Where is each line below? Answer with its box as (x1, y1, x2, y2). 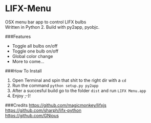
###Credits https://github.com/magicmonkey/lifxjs (5, 102, 107, 108)
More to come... (12, 58, 44, 64)
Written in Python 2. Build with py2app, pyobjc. (5, 24, 100, 30)
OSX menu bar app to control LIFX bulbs (5, 19, 86, 25)
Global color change (12, 53, 53, 59)
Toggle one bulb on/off (12, 48, 59, 54)
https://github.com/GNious (5, 112, 59, 118)
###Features (5, 34, 31, 39)
